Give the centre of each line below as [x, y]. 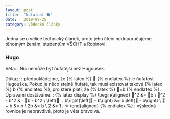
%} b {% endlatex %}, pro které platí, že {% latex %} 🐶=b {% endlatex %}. [83, 89]
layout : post [19, 10]
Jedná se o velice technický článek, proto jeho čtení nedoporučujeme [78, 39]
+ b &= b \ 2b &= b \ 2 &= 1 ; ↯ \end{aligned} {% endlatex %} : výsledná [81, 106]
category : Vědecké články [33, 24]
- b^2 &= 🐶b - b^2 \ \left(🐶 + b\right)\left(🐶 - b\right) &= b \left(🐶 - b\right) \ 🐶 [85, 100]
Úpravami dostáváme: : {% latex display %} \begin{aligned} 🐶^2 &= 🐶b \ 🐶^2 [85, 94]
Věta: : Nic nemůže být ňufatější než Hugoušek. [55, 68]
